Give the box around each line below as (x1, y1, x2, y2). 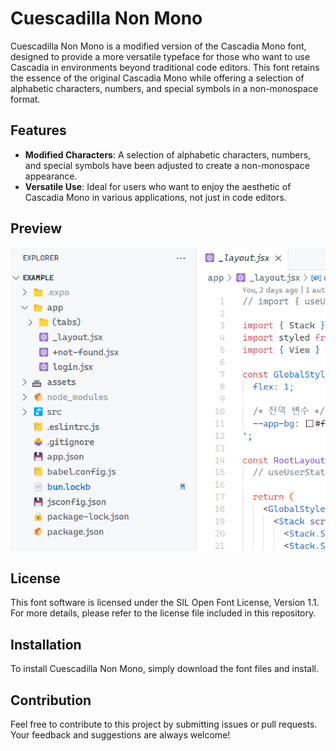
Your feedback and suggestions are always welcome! (10, 729, 231, 741)
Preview (10, 220, 63, 237)
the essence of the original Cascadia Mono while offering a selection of (10, 72, 305, 84)
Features (10, 122, 67, 139)
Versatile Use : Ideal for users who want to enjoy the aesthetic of (24, 180, 292, 192)
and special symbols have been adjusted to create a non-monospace (24, 159, 310, 171)
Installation (10, 636, 82, 653)
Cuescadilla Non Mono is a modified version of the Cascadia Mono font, (10, 40, 307, 52)
